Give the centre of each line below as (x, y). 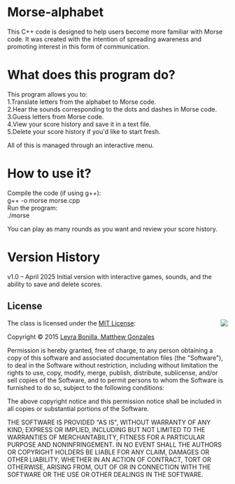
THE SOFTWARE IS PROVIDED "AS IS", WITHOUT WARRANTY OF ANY (109, 422)
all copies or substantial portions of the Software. (78, 408)
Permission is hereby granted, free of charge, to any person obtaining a (110, 350)
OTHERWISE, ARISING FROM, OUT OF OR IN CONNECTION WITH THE (109, 466)
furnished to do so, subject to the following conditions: (86, 387)
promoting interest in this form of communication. (79, 46)
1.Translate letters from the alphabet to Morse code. (82, 102)
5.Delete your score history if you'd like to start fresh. (84, 131)
